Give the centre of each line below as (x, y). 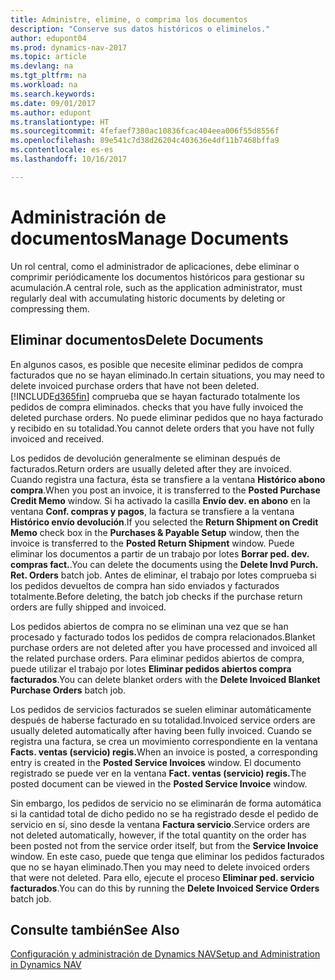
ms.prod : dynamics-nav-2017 (69, 47)
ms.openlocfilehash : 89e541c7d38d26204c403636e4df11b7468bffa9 (145, 141)
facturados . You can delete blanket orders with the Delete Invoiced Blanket (165, 679)
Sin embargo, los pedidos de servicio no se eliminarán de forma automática (166, 803)
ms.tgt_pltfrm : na (48, 76)
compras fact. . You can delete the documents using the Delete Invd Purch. (164, 564)
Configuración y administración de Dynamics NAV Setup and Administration (165, 954)
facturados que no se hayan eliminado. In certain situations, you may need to (167, 375)
